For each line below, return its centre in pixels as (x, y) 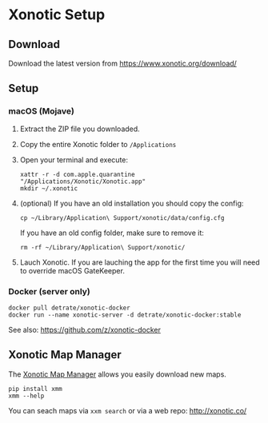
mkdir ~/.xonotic (49, 188)
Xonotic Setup (57, 15)
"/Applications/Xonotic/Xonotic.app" (83, 182)
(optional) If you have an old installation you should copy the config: (132, 203)
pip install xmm (35, 389)
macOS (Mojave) (41, 111)
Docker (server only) (49, 291)
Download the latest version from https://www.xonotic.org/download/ (123, 63)
